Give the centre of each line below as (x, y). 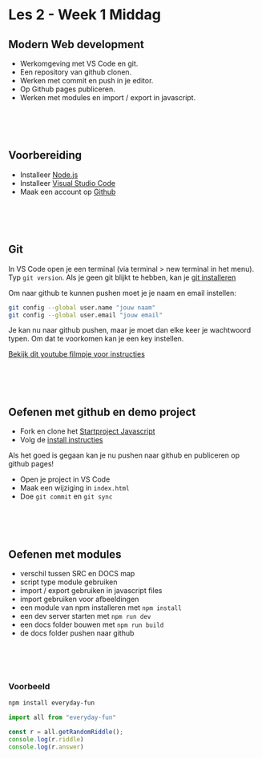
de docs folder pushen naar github (77, 633)
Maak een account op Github (68, 192)
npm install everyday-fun (51, 703)
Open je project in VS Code (65, 479)
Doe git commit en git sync (66, 497)
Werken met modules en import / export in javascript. (108, 97)
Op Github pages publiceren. (68, 89)
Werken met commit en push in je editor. (87, 81)
